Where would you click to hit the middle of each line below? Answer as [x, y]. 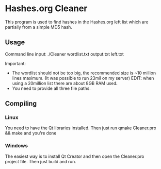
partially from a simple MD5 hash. [39, 27]
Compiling [21, 104]
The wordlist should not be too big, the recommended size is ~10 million [84, 73]
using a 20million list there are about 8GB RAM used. [65, 83]
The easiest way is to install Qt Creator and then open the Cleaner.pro [75, 156]
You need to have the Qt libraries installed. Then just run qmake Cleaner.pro [81, 128]
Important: [15, 63]
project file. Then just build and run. [41, 161]
